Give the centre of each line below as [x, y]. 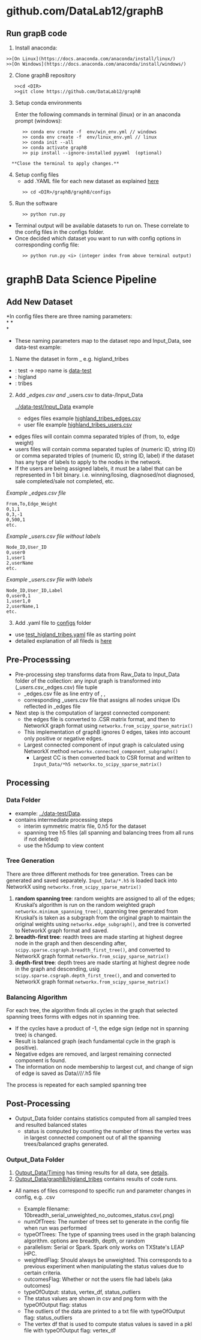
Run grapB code [37, 33]
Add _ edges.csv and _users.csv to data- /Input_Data [79, 395]
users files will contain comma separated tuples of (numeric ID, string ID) [105, 449]
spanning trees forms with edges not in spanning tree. [73, 1017]
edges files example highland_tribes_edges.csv [82, 418]
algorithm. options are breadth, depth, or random [84, 1241]
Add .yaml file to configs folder [53, 623]
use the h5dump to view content [64, 845]
